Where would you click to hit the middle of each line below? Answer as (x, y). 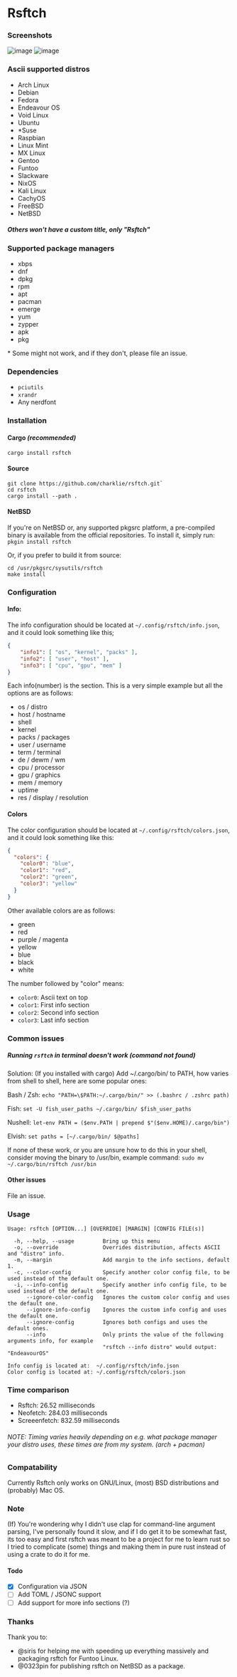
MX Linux (32, 153)
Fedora (28, 100)
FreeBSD (31, 206)
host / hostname (42, 715)
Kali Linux (32, 191)
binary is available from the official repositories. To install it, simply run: (111, 535)
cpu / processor (41, 767)
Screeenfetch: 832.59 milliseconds (68, 1421)
